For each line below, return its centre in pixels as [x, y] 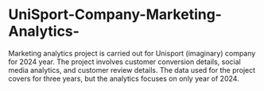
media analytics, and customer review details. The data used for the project [132, 70]
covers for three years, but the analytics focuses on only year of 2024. [124, 78]
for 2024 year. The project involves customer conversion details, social [124, 62]
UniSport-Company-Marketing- [115, 15]
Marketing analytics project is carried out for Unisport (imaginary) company [132, 53]
